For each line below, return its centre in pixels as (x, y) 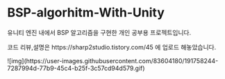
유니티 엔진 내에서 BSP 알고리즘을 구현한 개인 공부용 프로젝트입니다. (99, 32)
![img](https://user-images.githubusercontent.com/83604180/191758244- (113, 60)
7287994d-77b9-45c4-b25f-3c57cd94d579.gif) (76, 68)
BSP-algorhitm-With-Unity (86, 13)
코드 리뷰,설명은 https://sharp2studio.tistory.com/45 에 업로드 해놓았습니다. (112, 47)
